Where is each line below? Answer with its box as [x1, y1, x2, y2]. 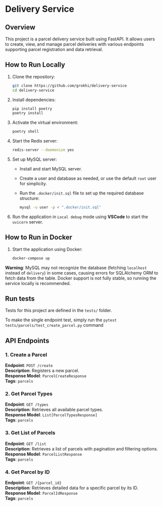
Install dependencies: [12, 97, 56, 103]
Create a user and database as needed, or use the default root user [19, 175, 157, 181]
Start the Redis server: [12, 138, 58, 144]
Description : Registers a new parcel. [5, 367, 80, 374]
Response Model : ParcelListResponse [5, 451, 82, 457]
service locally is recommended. [5, 280, 71, 286]
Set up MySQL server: [12, 156, 57, 163]
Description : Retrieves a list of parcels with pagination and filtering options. [5, 446, 158, 451]
